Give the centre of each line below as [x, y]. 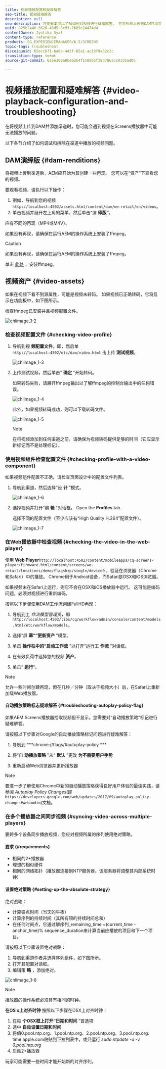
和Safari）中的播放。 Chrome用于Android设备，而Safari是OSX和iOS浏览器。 [83, 577]
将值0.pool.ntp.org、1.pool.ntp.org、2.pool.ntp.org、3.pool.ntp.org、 [82, 1033]
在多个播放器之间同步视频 [36, 816]
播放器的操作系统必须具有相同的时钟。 [44, 1000]
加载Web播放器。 [23, 693]
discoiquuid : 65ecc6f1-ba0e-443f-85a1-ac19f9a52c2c [59, 51]
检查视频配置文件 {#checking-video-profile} [59, 335]
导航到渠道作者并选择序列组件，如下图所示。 [58, 958]
